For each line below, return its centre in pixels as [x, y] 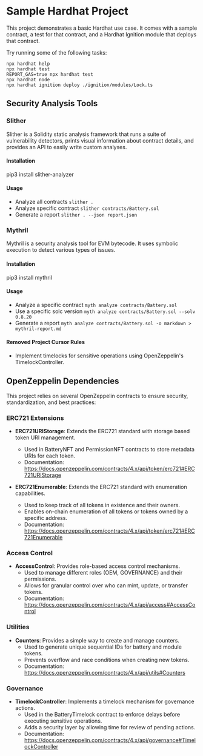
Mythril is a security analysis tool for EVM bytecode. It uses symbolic [92, 243]
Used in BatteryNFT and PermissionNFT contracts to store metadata [109, 450]
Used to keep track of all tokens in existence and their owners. [102, 505]
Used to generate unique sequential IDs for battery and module [103, 647]
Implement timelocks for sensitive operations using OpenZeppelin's [99, 356]
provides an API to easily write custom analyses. [67, 147]
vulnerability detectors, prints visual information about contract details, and [100, 140]
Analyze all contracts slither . [54, 202]
